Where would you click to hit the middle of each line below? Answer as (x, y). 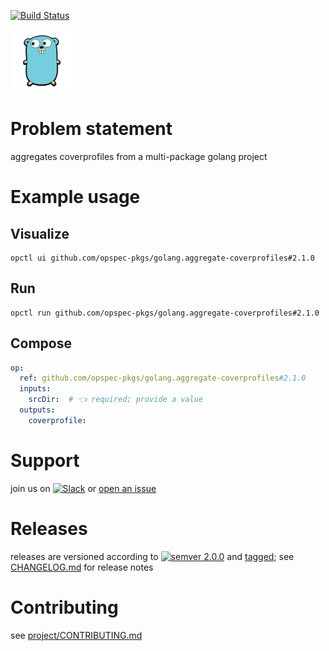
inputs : (35, 389)
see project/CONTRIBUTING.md (76, 635)
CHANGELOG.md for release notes (82, 567)
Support (45, 461)
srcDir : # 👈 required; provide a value (116, 400)
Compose (41, 343)
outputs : (37, 410)
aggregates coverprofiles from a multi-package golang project (139, 156)
